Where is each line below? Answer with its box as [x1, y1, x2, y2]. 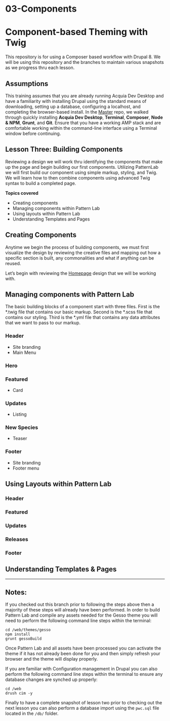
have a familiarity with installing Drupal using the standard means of [5, 98, 147, 104]
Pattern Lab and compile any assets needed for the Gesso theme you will [5, 612, 158, 619]
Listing [12, 411, 27, 417]
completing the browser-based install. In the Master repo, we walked [5, 109, 149, 115]
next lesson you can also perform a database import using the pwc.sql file [5, 705, 159, 711]
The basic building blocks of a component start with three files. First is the [5, 304, 160, 310]
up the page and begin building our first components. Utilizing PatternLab [5, 164, 158, 170]
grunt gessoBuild [5, 636, 42, 641]
